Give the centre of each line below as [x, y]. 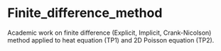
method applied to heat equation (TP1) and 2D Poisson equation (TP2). [111, 40]
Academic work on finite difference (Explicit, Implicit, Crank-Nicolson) [109, 33]
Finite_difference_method [85, 13]
